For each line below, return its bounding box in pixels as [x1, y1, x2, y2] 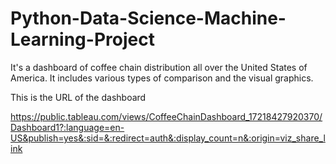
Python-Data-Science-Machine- [10, 7, 287, 30]
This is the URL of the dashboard [10, 91, 147, 103]
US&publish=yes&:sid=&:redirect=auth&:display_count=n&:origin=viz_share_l [10, 132, 326, 144]
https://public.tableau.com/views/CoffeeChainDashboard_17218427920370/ [10, 110, 323, 122]
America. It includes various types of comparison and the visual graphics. [10, 72, 314, 84]
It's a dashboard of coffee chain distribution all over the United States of [10, 61, 308, 73]
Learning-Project [10, 28, 155, 51]
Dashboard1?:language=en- [10, 121, 125, 133]
